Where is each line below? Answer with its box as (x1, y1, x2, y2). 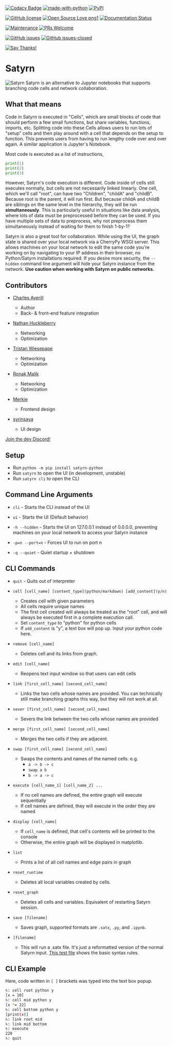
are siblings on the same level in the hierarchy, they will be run (5, 201, 137, 208)
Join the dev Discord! (5, 436, 51, 442)
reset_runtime (12, 870, 43, 875)
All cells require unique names (20, 603, 85, 609)
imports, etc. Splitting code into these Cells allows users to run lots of (5, 124, 152, 131)
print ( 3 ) (5, 170, 24, 176)
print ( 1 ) (5, 161, 24, 166)
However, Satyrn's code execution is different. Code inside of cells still (5, 180, 155, 186)
